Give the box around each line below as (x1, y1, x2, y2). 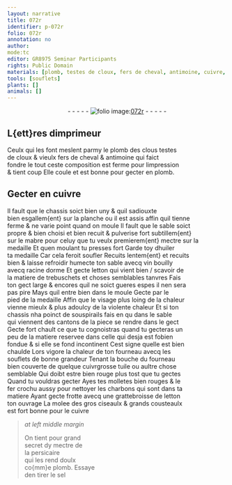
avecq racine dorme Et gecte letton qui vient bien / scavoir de (7, 265, 185, 274)
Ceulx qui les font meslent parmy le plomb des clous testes (7, 146, 177, 154)
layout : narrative (7, 10, 61, 17)
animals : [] (7, 88, 42, 95)
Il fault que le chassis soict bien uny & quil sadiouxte (7, 206, 157, 215)
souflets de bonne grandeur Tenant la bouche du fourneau (7, 355, 176, 363)
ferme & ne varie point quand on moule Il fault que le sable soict (7, 221, 191, 230)
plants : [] (7, 82, 39, 88)
